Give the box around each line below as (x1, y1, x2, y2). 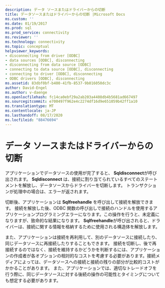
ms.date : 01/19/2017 (5, 21, 48, 26)
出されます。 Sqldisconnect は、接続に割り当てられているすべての (5, 176, 140, 182)
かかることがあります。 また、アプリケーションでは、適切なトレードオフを (5, 265, 157, 271)
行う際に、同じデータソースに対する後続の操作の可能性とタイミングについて (5, 271, 160, 277)
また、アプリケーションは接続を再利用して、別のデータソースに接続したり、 (5, 234, 160, 240)
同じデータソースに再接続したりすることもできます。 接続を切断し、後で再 (5, 240, 157, 246)
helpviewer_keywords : (5, 48, 50, 53)
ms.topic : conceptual (5, 44, 50, 49)
